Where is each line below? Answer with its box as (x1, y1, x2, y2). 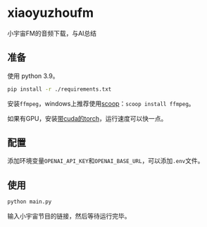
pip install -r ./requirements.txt (7, 86, 112, 93)
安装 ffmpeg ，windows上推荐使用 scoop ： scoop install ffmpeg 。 (7, 99, 195, 108)
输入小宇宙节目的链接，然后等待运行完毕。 (7, 212, 131, 221)
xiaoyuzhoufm (7, 5, 94, 21)
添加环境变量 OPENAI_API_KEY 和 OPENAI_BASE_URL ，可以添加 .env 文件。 (7, 157, 204, 165)
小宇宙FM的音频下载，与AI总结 (7, 29, 97, 37)
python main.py (7, 198, 52, 205)
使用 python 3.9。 (7, 72, 59, 80)
